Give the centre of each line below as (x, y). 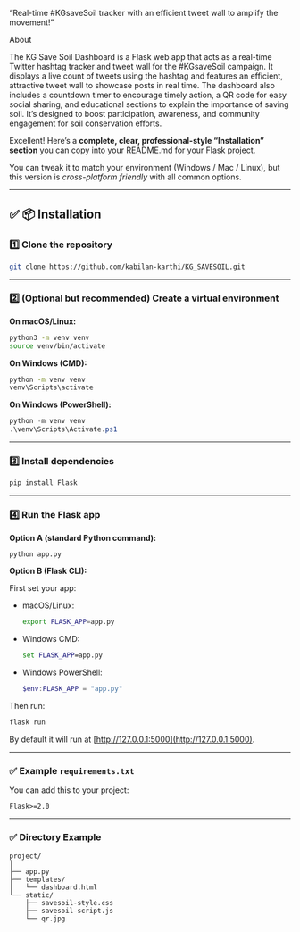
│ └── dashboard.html (54, 887)
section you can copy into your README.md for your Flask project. (133, 150)
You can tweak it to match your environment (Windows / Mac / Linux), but (145, 167)
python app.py (36, 554)
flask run (28, 722)
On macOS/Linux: (43, 321)
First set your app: (43, 588)
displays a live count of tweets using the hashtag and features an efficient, (146, 76)
